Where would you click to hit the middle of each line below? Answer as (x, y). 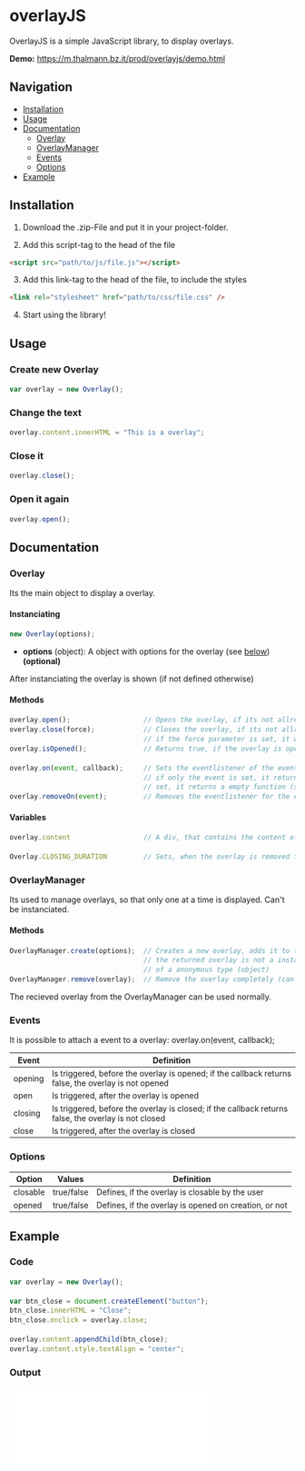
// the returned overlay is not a (209, 960)
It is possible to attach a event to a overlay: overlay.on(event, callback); (142, 1040)
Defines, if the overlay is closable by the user (180, 1192)
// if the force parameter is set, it (217, 740)
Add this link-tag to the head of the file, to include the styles (134, 280)
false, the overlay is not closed (108, 1118)
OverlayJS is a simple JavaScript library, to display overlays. (122, 41)
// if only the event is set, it (207, 778)
